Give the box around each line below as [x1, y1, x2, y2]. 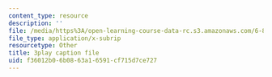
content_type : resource [8, 11, 89, 20]
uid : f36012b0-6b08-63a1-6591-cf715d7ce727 [8, 57, 158, 65]
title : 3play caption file [8, 49, 100, 57]
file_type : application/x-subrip [8, 34, 121, 43]
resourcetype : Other [8, 42, 79, 50]
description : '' [8, 19, 63, 27]
